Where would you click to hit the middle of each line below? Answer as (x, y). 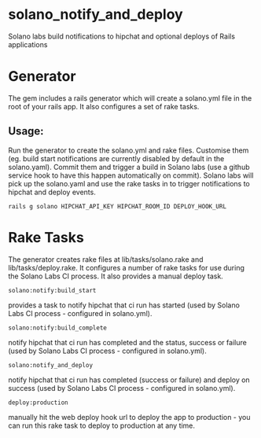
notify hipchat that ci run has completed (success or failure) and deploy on (129, 380)
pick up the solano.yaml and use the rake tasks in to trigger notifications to (129, 183)
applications (28, 44)
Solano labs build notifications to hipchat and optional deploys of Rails (122, 36)
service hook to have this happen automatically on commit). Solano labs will (131, 175)
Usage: (26, 131)
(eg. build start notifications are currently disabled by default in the (116, 158)
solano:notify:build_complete (58, 328)
